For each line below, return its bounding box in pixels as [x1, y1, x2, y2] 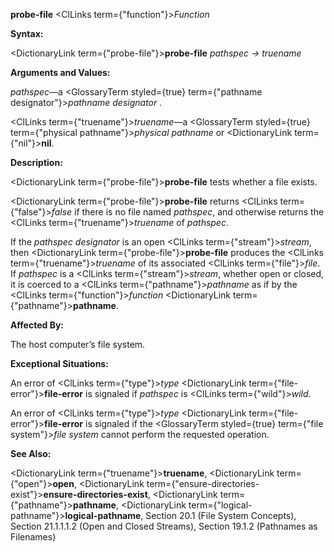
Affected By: [10, 319, 65, 331]
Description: [10, 157, 63, 168]
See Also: [10, 448, 52, 459]
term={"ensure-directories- [146, 478, 260, 489]
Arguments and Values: [10, 67, 111, 78]
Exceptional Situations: [10, 358, 109, 369]
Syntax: [10, 28, 44, 39]
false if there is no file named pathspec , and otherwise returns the [51, 206, 325, 218]
